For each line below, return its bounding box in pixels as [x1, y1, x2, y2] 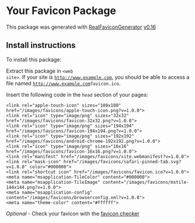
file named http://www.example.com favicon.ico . [6, 80, 121, 87]
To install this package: [6, 56, 62, 63]
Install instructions [6, 40, 76, 50]
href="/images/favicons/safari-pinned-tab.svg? [63, 159, 182, 164]
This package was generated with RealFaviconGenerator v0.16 [6, 23, 156, 30]
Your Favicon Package [6, 4, 117, 18]
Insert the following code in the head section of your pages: [6, 91, 148, 98]
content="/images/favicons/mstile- [102, 179, 190, 185]
